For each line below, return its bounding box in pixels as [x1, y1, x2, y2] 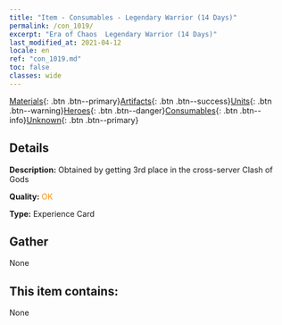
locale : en [9, 46, 50, 55]
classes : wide [9, 71, 62, 80]
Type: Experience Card [9, 208, 95, 219]
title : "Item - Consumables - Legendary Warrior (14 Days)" [9, 12, 238, 22]
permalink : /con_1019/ [9, 21, 94, 30]
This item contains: [9, 283, 119, 299]
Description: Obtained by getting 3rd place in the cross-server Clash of [9, 164, 274, 175]
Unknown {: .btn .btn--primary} [26, 114, 139, 125]
